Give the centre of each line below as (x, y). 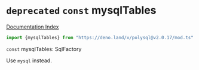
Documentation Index (33, 27)
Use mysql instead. (29, 61)
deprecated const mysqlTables (81, 10)
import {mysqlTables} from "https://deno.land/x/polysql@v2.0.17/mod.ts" (100, 37)
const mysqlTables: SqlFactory (44, 49)
